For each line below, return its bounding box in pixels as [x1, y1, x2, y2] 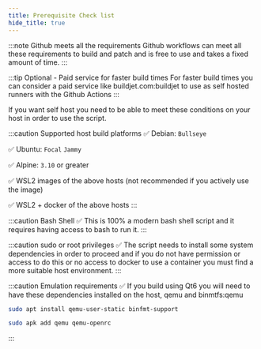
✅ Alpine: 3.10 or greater [8, 159, 89, 170]
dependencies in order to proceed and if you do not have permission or [8, 249, 241, 258]
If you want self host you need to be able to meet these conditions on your [8, 104, 251, 114]
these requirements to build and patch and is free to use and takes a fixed [8, 49, 249, 58]
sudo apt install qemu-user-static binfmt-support [8, 305, 179, 313]
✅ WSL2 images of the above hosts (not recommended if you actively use [8, 175, 249, 186]
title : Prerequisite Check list [8, 11, 115, 20]
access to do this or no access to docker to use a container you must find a [8, 257, 254, 267]
